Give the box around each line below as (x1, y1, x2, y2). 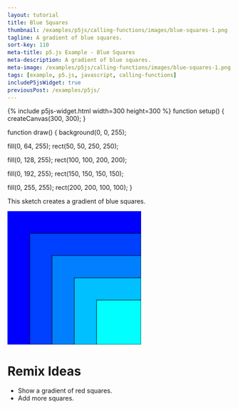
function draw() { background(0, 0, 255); (7, 128, 127, 137)
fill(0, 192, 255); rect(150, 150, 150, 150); (7, 169, 124, 178)
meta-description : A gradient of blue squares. (7, 57, 152, 64)
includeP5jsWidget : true (7, 79, 81, 86)
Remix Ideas (7, 363, 82, 379)
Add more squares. (17, 394, 75, 403)
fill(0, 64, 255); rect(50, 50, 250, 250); (7, 142, 119, 151)
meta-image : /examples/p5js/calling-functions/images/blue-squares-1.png (7, 64, 232, 71)
